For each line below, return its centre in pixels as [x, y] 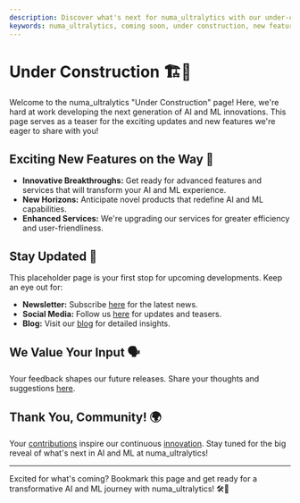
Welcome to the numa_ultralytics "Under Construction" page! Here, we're [144, 103]
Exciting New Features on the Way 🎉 [112, 159]
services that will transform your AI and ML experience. [124, 190]
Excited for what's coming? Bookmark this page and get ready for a [133, 478]
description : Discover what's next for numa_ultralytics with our [135, 17]
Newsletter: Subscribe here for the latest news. [110, 305]
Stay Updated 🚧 [54, 256]
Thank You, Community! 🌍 [86, 418]
